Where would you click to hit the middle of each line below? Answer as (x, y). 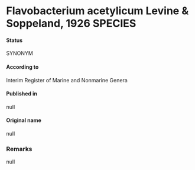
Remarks (19, 149)
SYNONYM (20, 53)
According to (22, 67)
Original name (24, 120)
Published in (22, 94)
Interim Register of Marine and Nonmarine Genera (67, 80)
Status (14, 40)
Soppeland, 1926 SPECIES (71, 23)
